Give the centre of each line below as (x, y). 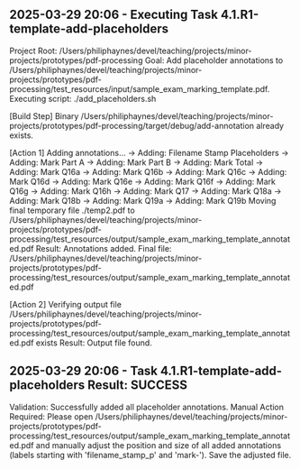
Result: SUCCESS (137, 386)
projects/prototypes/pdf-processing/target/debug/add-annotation (132, 125)
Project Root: (33, 51)
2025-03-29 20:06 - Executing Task (114, 15)
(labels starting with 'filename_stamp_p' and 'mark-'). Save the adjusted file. (150, 455)
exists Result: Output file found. (94, 343)
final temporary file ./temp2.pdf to (72, 210)
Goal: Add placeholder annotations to (214, 60)
